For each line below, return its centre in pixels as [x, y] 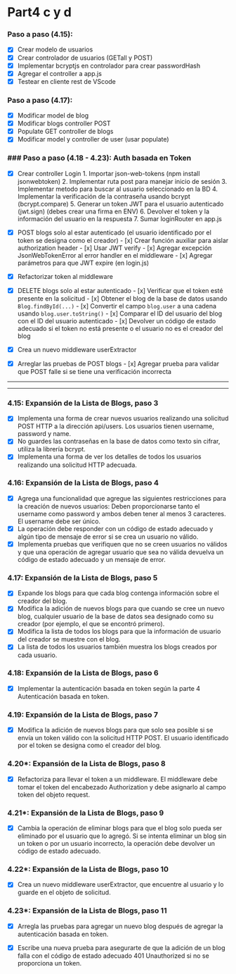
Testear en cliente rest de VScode [66, 81]
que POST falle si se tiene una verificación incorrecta [94, 372]
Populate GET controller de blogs [65, 132]
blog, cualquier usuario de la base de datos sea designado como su [116, 616]
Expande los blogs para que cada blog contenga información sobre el [118, 593]
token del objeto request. [53, 794]
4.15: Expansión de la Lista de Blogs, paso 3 [83, 403]
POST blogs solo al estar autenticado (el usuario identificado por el [114, 232]
